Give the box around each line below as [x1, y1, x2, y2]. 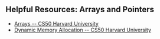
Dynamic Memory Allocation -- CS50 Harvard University [14, 26, 152, 33]
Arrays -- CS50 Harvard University [14, 20, 99, 27]
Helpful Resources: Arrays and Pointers [5, 5, 155, 15]
